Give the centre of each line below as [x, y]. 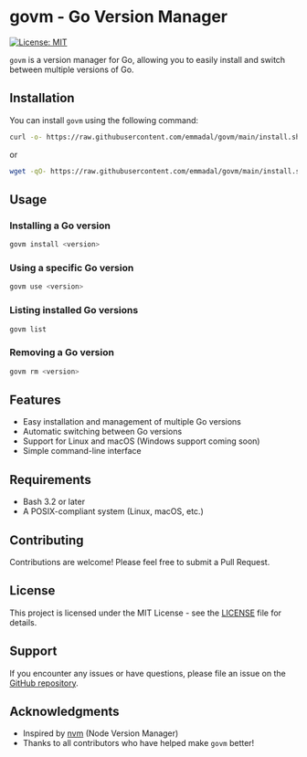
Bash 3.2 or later [53, 502]
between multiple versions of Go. [72, 69]
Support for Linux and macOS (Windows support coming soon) [141, 441]
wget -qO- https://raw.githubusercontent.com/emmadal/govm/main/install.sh [157, 171]
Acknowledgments [65, 712]
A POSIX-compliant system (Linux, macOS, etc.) [113, 511]
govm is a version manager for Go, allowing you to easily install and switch [148, 59]
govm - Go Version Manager [119, 17]
